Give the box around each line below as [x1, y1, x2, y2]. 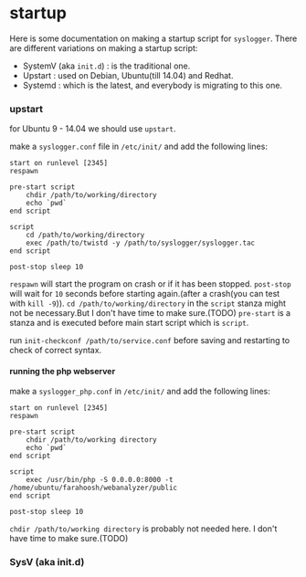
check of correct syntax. [9, 345, 102, 356]
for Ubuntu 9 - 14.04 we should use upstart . [9, 123, 176, 134]
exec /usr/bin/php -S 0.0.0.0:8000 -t [26, 476, 174, 485]
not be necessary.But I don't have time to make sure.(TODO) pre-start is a [9, 308, 290, 319]
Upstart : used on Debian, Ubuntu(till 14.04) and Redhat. [22, 69, 234, 80]
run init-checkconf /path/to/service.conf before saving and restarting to [9, 335, 290, 346]
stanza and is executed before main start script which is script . [9, 318, 249, 329]
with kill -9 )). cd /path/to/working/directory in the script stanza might [9, 298, 286, 309]
